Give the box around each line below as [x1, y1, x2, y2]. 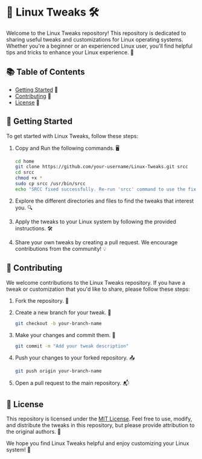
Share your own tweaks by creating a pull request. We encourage [14, 238, 178, 245]
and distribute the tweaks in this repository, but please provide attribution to [6, 422, 195, 429]
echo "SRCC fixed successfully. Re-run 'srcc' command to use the [14, 186, 186, 192]
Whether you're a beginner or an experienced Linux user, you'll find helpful [6, 42, 193, 49]
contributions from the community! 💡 [14, 245, 107, 252]
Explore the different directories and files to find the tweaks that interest [14, 197, 194, 204]
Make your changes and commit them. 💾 [14, 331, 116, 338]
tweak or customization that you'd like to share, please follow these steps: [6, 285, 191, 293]
